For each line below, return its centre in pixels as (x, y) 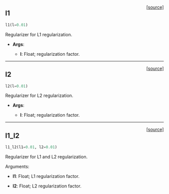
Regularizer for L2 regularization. (39, 95)
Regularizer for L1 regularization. (39, 34)
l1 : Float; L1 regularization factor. (46, 176)
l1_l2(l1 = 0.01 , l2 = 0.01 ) (31, 147)
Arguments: (17, 167)
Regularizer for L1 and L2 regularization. (47, 157)
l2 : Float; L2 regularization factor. (47, 186)
